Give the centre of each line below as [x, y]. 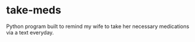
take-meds [34, 10]
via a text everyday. [30, 32]
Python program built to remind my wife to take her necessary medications [98, 26]
